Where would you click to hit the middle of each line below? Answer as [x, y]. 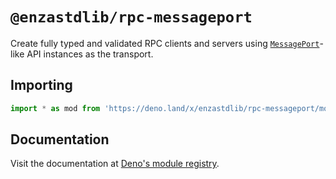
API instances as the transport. [90, 54]
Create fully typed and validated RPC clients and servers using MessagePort [165, 43]
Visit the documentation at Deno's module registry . [115, 164]
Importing [41, 85]
